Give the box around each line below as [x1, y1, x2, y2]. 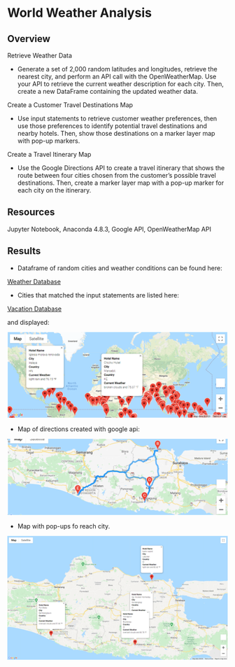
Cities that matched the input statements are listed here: [17, 290, 180, 299]
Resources [7, 206, 55, 218]
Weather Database [7, 277, 62, 286]
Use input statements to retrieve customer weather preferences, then [17, 114, 218, 122]
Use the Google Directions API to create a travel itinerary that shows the [17, 164, 225, 172]
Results [7, 245, 41, 257]
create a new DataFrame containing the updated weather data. [17, 87, 198, 95]
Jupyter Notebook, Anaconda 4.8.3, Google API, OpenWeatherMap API [7, 225, 212, 233]
